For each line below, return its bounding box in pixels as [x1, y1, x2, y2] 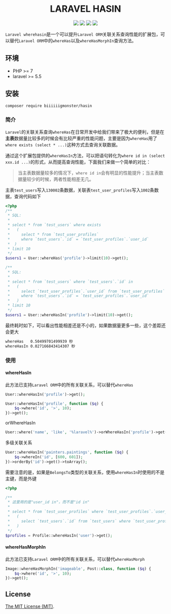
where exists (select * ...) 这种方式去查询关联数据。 [5, 141, 121, 148]
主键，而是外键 [5, 476, 37, 482]
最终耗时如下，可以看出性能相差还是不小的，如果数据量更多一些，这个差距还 [5, 322, 166, 328]
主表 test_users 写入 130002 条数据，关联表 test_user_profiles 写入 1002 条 [5, 187, 155, 193]
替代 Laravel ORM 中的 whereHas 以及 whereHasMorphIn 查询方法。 [9, 37, 136, 43]
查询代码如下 [14, 193, 41, 199]
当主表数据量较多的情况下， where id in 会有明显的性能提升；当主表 [17, 170, 159, 176]
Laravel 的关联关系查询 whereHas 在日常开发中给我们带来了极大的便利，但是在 [5, 129, 164, 135]
